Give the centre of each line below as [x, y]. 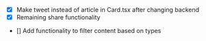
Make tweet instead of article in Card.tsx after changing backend [108, 10]
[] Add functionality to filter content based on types [89, 31]
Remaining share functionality [58, 17]
